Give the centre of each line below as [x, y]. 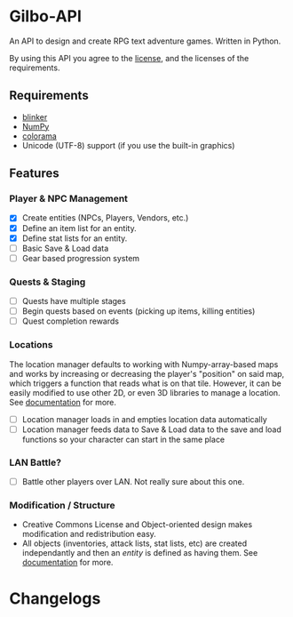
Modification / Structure [62, 505]
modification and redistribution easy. [89, 534]
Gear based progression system [81, 258]
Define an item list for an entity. [79, 228]
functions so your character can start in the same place [123, 439]
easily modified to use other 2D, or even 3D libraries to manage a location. [145, 392]
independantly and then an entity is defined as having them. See [140, 553]
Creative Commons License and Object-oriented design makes [137, 525]
